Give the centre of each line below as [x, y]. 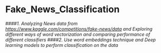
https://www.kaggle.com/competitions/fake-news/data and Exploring [79, 29]
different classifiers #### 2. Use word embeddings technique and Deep [81, 40]
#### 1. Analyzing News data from [42, 23]
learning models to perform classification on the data [62, 45]
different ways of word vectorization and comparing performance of [78, 34]
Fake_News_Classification [63, 9]
